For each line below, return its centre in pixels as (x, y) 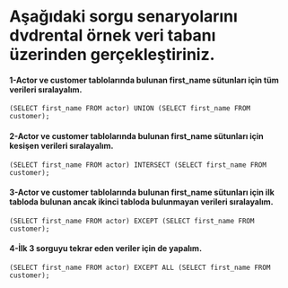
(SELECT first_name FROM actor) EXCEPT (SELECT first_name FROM (132, 221)
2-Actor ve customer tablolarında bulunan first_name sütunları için (137, 135)
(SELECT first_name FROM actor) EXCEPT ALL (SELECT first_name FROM (140, 267)
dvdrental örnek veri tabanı (113, 35)
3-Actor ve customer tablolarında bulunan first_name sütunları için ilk (142, 192)
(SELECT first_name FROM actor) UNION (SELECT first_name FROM (130, 109)
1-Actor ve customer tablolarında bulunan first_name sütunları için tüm (144, 80)
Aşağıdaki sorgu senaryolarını (123, 17)
